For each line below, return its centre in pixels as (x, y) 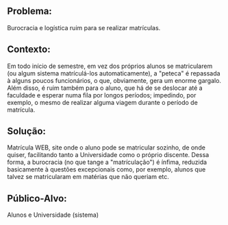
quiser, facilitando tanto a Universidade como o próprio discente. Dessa (108, 155)
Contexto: (29, 50)
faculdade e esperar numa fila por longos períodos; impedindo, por (102, 95)
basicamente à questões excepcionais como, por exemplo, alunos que (106, 169)
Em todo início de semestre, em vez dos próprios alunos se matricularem (110, 66)
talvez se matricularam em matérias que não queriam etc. (88, 177)
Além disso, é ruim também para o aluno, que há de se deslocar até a (105, 88)
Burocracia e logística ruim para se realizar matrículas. (84, 27)
